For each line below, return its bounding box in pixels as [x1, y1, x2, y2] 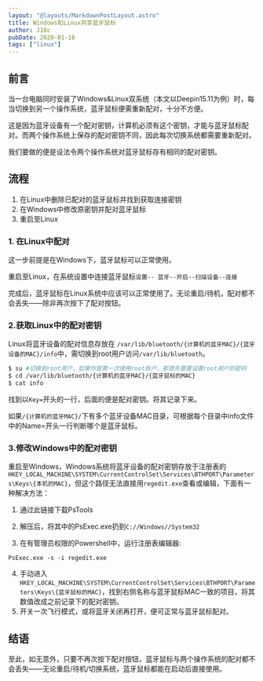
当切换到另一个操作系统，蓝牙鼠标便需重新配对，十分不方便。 [8, 104, 208, 113]
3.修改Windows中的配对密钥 [8, 442, 118, 453]
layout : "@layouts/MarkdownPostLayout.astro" [8, 11, 159, 20]
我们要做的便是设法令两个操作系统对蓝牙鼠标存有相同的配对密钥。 [8, 147, 221, 156]
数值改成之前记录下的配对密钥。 [19, 597, 123, 606]
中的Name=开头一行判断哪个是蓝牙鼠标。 [8, 421, 143, 430]
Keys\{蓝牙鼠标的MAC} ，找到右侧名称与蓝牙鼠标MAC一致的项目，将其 [37, 587, 255, 597]
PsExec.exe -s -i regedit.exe [8, 555, 108, 562]
